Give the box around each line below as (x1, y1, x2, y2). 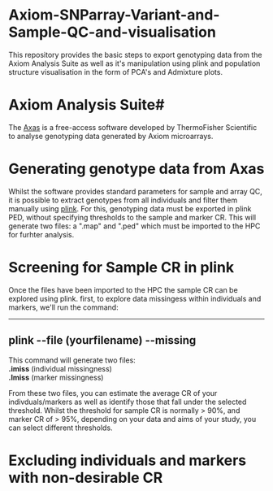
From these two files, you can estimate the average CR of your (8, 388, 218, 398)
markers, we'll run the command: (8, 302, 119, 312)
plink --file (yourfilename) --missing (8, 333, 197, 347)
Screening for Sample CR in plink (8, 259, 234, 276)
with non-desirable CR (8, 468, 163, 487)
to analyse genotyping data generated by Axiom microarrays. (8, 131, 214, 141)
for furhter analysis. (8, 229, 75, 239)
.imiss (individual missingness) (8, 363, 112, 373)
